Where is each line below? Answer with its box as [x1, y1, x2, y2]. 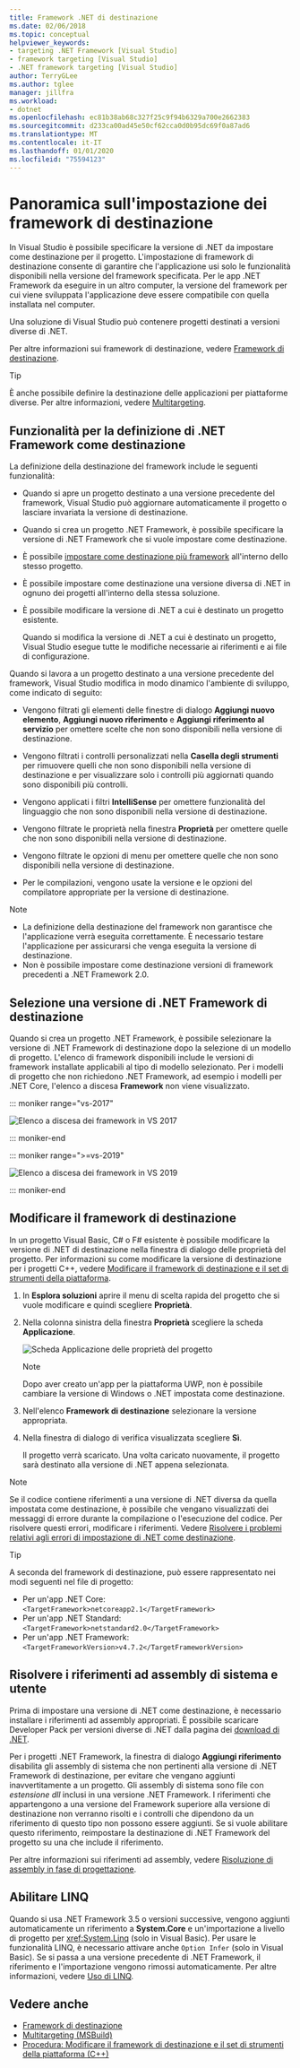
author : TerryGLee [9, 72, 78, 81]
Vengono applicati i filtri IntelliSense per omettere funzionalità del [21, 797, 266, 808]
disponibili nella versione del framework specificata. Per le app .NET [9, 271, 261, 281]
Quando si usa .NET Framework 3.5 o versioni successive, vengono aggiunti [9, 1913, 290, 1924]
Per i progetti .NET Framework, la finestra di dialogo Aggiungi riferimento [9, 1751, 282, 1761]
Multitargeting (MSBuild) [21, 2029, 113, 2040]
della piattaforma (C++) [21, 2049, 109, 2060]
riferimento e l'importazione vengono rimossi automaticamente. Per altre [9, 1960, 278, 1972]
